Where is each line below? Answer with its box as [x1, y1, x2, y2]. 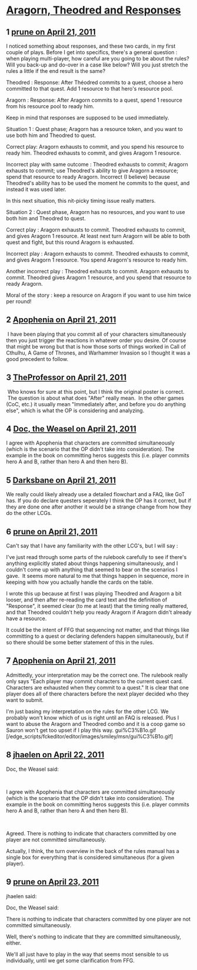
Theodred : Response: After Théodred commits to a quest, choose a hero [6, 79, 183, 86]
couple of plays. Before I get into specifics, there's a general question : [6, 49, 178, 56]
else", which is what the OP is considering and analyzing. [6, 407, 145, 414]
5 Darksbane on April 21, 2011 [6, 475, 116, 485]
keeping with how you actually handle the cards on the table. [6, 578, 153, 586]
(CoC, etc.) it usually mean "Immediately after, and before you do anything [6, 400, 186, 407]
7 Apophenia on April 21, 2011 [6, 656, 116, 666]
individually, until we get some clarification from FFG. [6, 956, 135, 964]
